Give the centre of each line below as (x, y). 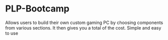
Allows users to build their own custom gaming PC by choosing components (84, 22)
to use (12, 33)
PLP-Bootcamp (37, 9)
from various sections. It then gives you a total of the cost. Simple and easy (83, 27)
